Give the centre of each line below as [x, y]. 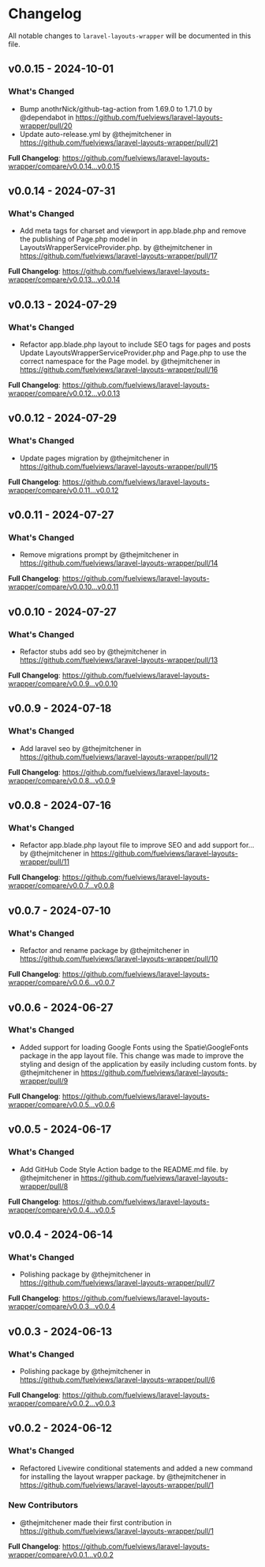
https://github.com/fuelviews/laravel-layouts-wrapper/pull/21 [119, 142]
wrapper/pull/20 [46, 125]
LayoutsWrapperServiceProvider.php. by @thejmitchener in [116, 248]
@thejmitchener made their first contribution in [95, 1522]
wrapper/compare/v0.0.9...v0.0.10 [63, 684]
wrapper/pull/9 [44, 1080]
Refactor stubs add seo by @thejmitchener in [93, 652]
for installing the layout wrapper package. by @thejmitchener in [123, 1476]
